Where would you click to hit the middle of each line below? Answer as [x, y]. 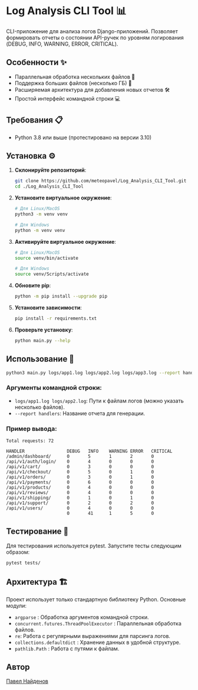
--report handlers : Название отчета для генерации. [80, 413]
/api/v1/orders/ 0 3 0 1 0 [80, 477]
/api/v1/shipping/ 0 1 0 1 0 [80, 498]
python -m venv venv [40, 230]
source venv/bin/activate [46, 258]
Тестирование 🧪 [37, 532]
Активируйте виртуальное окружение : [65, 241]
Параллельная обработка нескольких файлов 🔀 [75, 76]
